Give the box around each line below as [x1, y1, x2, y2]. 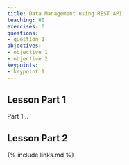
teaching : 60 [7, 17, 45, 24]
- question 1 [7, 36, 45, 43]
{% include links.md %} [7, 150, 75, 159]
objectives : [7, 42, 42, 49]
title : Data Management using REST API [7, 10, 123, 17]
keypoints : [7, 62, 39, 69]
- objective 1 [7, 49, 49, 56]
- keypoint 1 [7, 68, 45, 75]
